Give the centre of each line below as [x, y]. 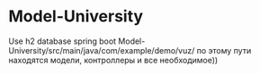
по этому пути [224, 50]
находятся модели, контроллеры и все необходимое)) [113, 60]
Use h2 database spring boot [63, 41]
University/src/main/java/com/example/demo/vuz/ [102, 50]
